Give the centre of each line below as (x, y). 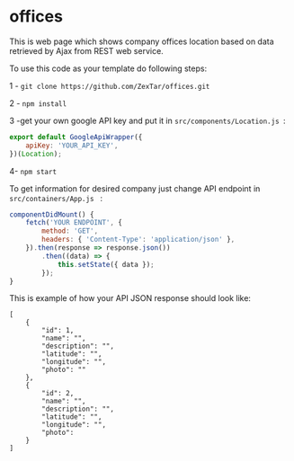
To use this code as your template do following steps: (108, 68)
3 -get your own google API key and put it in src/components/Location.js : (147, 120)
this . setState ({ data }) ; (106, 264)
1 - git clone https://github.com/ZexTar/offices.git (110, 85)
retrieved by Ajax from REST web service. (86, 50)
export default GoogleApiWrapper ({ (76, 137)
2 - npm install (38, 103)
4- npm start (33, 171)
